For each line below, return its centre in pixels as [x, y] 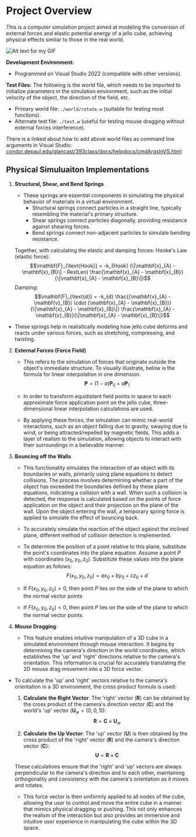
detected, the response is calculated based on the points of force [102, 499]
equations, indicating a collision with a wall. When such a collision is [105, 492]
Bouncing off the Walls [43, 456]
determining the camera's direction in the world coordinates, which [104, 650]
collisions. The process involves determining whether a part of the [103, 480]
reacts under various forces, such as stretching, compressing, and [94, 333]
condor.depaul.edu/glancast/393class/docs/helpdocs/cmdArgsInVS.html [94, 151]
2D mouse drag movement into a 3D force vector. [83, 669]
